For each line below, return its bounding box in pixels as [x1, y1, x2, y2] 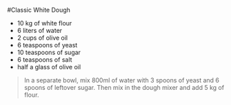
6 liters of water [17, 27, 63, 34]
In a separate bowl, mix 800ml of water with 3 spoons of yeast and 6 [23, 76, 219, 84]
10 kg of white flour [17, 19, 72, 27]
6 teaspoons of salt [17, 56, 72, 64]
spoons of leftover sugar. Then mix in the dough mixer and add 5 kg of [23, 84, 225, 91]
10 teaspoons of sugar [17, 48, 81, 56]
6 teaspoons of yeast [17, 41, 78, 49]
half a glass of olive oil [17, 63, 81, 71]
